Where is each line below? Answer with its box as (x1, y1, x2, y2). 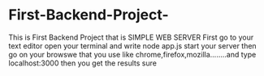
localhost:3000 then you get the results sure (8, 58, 157, 68)
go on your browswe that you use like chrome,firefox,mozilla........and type (8, 49, 257, 59)
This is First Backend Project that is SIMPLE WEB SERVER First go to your (8, 32, 254, 42)
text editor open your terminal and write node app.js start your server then (8, 40, 258, 50)
